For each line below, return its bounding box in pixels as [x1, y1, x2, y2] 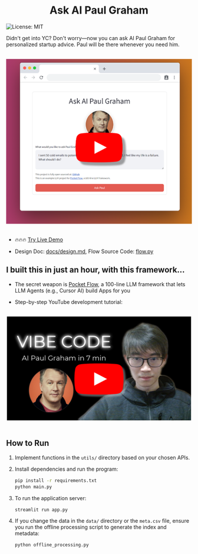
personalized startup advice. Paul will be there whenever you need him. [6, 41, 180, 48]
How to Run [6, 438, 49, 448]
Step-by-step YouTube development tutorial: [14, 298, 123, 305]
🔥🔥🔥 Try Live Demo [14, 236, 64, 243]
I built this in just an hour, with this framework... [6, 265, 185, 275]
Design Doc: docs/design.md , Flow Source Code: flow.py [14, 248, 154, 255]
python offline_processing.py [14, 542, 90, 548]
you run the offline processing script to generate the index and [14, 524, 167, 531]
